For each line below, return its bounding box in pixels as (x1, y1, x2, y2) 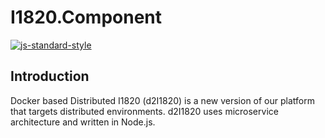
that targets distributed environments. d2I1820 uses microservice (10, 105, 279, 117)
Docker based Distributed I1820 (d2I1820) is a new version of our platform (10, 94, 315, 106)
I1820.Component (10, 6, 163, 29)
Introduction (10, 68, 90, 85)
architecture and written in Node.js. (10, 116, 156, 128)
